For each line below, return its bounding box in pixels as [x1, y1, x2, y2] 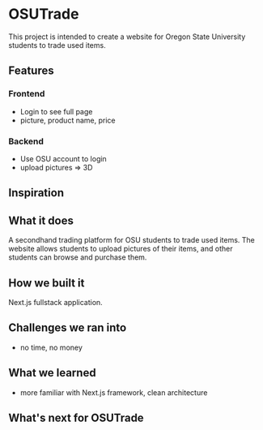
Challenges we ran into [8, 321, 127, 335]
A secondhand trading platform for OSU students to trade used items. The [8, 235, 255, 245]
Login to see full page [19, 106, 93, 116]
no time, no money [19, 342, 83, 352]
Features [8, 64, 54, 78]
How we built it [8, 276, 85, 290]
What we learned [8, 366, 96, 380]
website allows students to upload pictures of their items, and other [8, 244, 233, 254]
